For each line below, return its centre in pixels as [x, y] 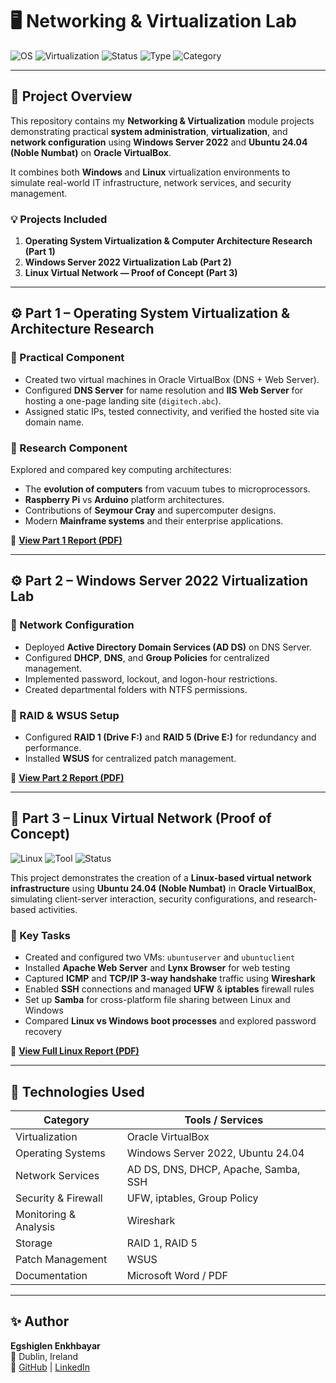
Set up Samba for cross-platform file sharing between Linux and [157, 1000]
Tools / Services [224, 1120]
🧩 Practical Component [67, 358]
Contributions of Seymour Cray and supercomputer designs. [150, 510]
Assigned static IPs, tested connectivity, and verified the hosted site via [172, 411]
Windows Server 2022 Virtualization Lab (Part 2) [128, 262]
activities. [58, 909]
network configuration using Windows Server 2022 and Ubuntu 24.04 [159, 142]
